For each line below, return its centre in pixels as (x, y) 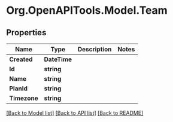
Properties (26, 33)
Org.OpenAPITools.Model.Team (87, 10)
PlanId (19, 89)
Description (95, 49)
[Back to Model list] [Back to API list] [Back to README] (75, 113)
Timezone (24, 98)
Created (21, 59)
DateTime (58, 59)
